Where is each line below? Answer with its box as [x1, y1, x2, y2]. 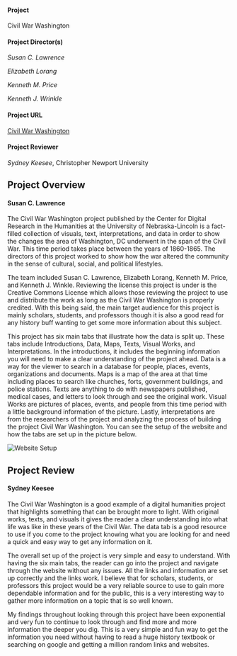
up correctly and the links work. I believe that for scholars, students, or [7, 574, 214, 582]
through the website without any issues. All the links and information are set [7, 567, 229, 575]
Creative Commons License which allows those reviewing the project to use [7, 288, 229, 297]
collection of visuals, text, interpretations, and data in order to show [23, 230, 221, 238]
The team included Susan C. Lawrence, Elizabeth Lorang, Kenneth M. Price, [7, 273, 229, 282]
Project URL [7, 111, 43, 119]
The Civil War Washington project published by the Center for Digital [7, 215, 207, 223]
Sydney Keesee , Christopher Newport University [7, 158, 149, 166]
